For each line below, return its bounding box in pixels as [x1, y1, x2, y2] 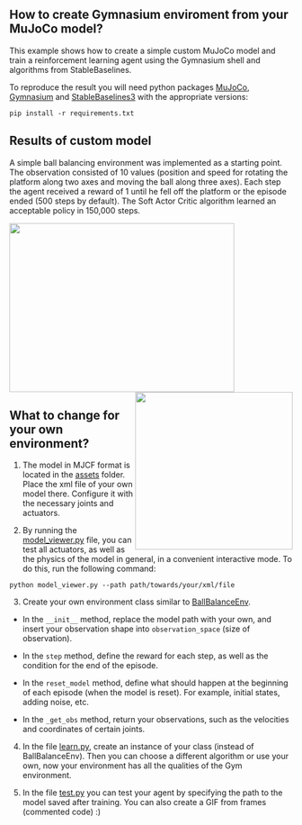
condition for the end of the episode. [22, 660, 159, 671]
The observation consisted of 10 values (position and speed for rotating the [9, 167, 289, 177]
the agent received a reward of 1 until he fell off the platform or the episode [9, 186, 288, 196]
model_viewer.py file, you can [22, 535, 132, 546]
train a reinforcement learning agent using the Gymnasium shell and [9, 54, 261, 66]
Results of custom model [9, 133, 152, 149]
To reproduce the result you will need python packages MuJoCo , [9, 81, 250, 93]
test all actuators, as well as [22, 544, 126, 555]
